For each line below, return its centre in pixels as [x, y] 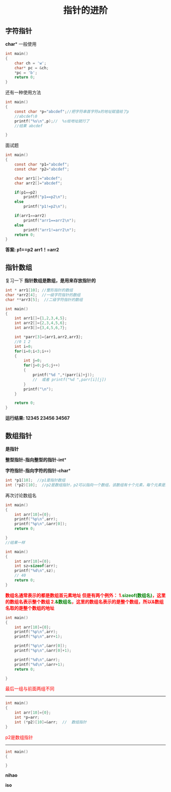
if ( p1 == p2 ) [26, 192]
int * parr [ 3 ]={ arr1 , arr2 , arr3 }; [49, 337]
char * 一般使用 [21, 44]
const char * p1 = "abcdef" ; [42, 165]
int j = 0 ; [33, 361]
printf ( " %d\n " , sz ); [35, 571]
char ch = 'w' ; [31, 63]
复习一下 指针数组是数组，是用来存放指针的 [50, 281]
